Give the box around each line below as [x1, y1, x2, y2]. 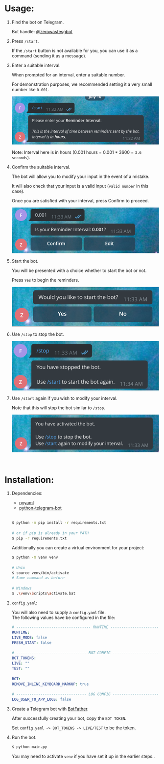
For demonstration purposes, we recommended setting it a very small [11, 81, 152, 87]
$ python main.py [11, 744, 47, 750]
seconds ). [11, 155, 30, 161]
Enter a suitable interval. [11, 62, 61, 68]
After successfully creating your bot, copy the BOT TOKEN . [11, 715, 127, 721]
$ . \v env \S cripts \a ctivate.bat [11, 591, 76, 596]
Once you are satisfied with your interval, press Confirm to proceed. [11, 198, 149, 204]
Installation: [4, 474, 54, 485]
